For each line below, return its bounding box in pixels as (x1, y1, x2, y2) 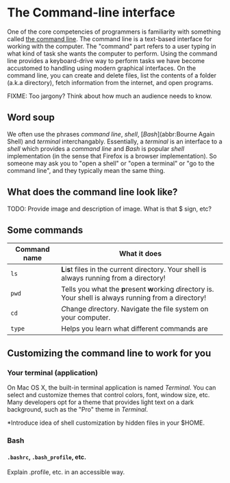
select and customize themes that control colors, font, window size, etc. (7, 391, 210, 399)
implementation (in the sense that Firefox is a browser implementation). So (7, 152, 217, 160)
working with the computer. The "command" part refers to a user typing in (7, 42, 216, 50)
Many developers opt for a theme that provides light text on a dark (7, 398, 194, 406)
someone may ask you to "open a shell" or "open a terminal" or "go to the (7, 159, 215, 167)
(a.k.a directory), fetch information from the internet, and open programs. (7, 78, 214, 86)
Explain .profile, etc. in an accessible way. (7, 468, 125, 476)
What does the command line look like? (7, 187, 178, 198)
